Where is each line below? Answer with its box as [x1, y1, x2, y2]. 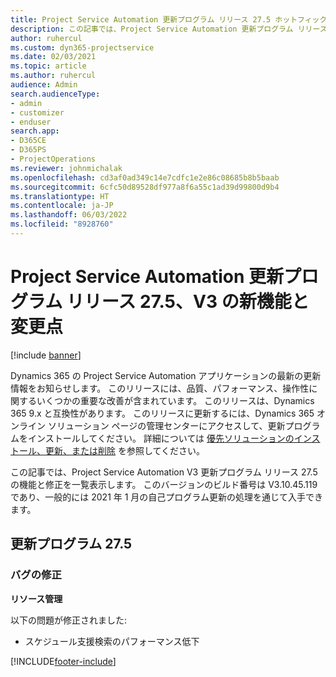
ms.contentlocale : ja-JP [10, 201, 114, 211]
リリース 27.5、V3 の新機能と [66, 291, 310, 313]
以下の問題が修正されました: [10, 614, 128, 626]
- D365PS [10, 145, 47, 155]
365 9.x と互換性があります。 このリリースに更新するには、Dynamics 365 [10, 407, 315, 419]
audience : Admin [10, 80, 78, 90]
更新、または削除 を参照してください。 [44, 444, 206, 456]
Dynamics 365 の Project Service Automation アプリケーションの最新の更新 [10, 369, 322, 381]
